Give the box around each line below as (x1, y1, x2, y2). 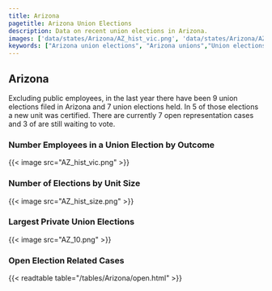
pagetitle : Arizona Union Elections (8, 19, 132, 27)
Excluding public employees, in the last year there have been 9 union (8, 93, 238, 103)
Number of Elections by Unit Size (8, 178, 141, 189)
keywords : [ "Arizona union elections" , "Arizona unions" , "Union (8, 42, 230, 50)
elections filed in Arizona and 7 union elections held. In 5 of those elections (8, 102, 259, 112)
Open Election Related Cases (8, 255, 125, 266)
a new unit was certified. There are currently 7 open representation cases (8, 110, 254, 120)
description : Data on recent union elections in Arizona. (8, 27, 208, 35)
